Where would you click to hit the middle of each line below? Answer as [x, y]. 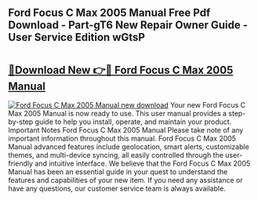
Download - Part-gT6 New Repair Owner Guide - [128, 26]
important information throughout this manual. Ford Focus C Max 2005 [122, 138]
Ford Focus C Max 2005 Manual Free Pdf [109, 13]
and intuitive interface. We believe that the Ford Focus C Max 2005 [143, 163]
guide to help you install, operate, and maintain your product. [133, 122]
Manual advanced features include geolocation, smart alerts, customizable [129, 147]
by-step [21, 122]
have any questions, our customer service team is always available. [117, 188]
